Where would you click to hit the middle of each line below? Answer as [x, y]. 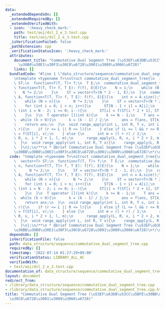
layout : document [23, 276]
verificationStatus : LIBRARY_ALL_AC [47, 258]
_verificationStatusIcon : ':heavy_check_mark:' [59, 51]
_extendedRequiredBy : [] [35, 19]
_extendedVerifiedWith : [34, 23]
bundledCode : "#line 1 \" [36, 74]
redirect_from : [21, 280]
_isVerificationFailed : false [40, 42]
